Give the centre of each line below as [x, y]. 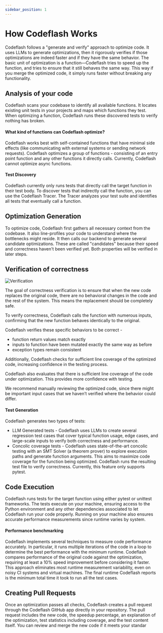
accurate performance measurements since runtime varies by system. [75, 519]
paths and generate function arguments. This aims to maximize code [81, 456]
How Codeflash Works [51, 33]
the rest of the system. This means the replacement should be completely [79, 301]
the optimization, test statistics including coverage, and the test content [77, 620]
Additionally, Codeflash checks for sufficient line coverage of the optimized [81, 359]
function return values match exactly [49, 340]
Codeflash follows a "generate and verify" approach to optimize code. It [77, 47]
